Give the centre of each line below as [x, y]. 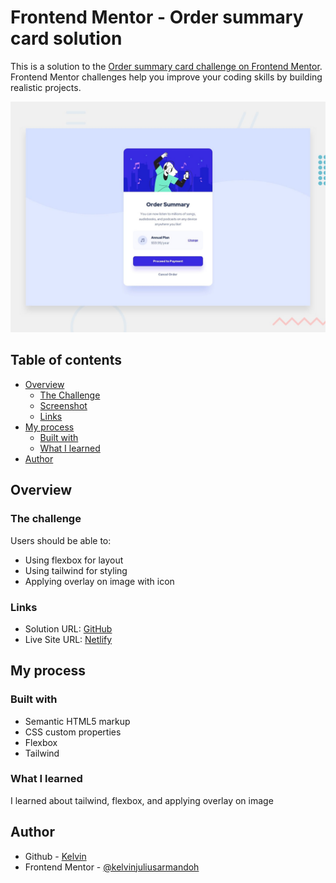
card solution [66, 38]
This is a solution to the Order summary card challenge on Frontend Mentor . [166, 66]
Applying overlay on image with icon [99, 581]
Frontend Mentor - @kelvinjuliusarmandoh [112, 867]
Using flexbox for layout [74, 560]
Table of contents [66, 360]
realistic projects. [46, 87]
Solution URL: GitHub [68, 628]
